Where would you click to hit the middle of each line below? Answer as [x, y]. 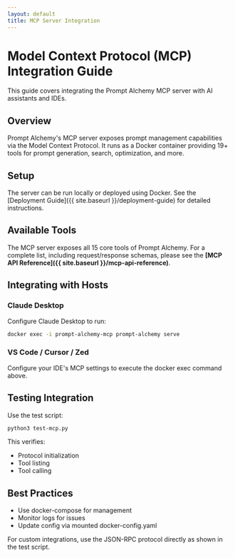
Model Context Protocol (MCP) [100, 56]
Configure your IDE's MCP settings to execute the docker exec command [115, 367]
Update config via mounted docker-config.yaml [87, 526]
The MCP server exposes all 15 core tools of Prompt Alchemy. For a [106, 248]
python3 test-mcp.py [38, 428]
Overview [30, 121]
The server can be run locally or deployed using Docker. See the [102, 193]
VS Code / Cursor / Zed [48, 352]
